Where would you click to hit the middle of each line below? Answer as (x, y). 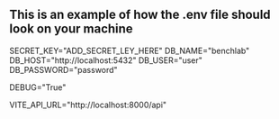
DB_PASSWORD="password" (64, 69)
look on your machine (71, 29)
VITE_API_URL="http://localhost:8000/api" (88, 105)
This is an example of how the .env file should (140, 15)
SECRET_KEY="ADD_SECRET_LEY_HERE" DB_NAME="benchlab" (130, 50)
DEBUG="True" (38, 87)
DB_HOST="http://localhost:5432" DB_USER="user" (106, 60)
